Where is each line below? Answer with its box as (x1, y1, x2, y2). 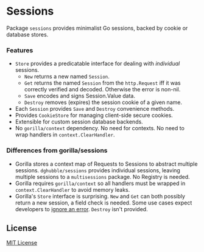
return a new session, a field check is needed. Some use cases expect (15, 199, 192, 206)
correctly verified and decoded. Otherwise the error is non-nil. (24, 86, 181, 93)
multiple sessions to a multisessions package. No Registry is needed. (15, 173, 190, 180)
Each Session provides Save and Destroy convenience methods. (15, 105, 175, 113)
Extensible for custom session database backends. (15, 118, 143, 125)
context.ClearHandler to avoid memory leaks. (15, 186, 130, 193)
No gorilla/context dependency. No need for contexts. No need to (15, 125, 185, 132)
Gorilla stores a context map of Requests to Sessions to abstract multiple (15, 160, 198, 167)
